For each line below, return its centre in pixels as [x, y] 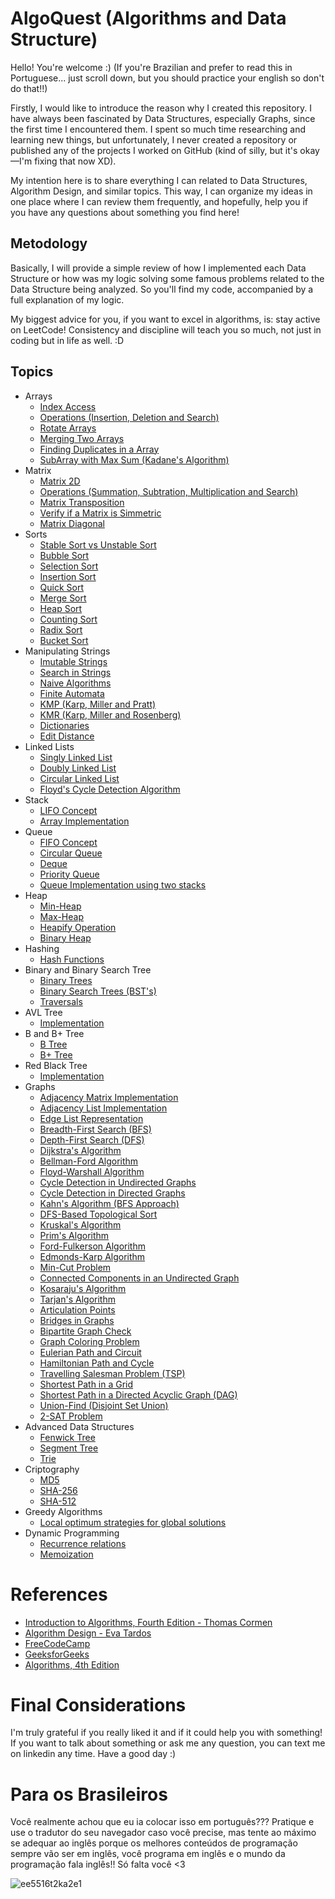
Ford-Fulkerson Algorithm [92, 1246]
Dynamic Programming [72, 1533]
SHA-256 [58, 1490]
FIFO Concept [68, 842]
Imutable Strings [73, 661]
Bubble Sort [64, 555]
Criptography [52, 1469]
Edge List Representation [91, 1118]
